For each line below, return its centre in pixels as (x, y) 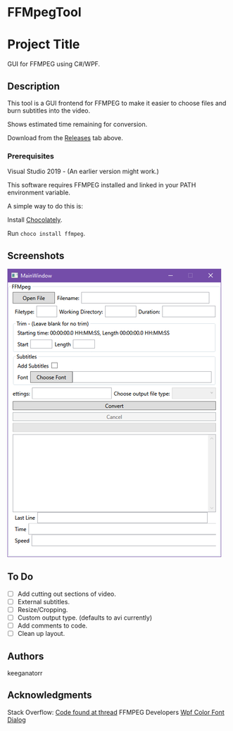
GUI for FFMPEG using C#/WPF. (54, 64)
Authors (26, 656)
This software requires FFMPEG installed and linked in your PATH (102, 185)
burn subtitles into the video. (49, 111)
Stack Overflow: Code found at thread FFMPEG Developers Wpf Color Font (116, 712)
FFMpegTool (44, 12)
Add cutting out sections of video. (67, 594)
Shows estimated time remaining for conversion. (77, 124)
